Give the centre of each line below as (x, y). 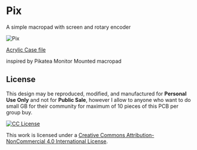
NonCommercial (26, 141)
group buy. (19, 112)
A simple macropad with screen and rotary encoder (69, 27)
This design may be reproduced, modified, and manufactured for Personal (96, 93)
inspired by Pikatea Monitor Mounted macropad (64, 61)
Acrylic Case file (26, 50)
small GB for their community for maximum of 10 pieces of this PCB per (92, 106)
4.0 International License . (77, 141)
